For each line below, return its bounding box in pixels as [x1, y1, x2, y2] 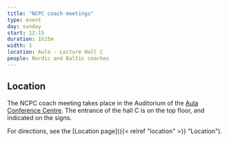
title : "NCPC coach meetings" [7, 10, 94, 17]
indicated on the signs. [7, 113, 72, 121]
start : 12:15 [7, 29, 45, 37]
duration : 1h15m [7, 36, 54, 43]
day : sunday [7, 23, 41, 30]
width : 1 [7, 42, 32, 49]
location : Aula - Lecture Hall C [7, 49, 103, 56]
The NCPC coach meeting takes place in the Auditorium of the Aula [7, 99, 199, 107]
